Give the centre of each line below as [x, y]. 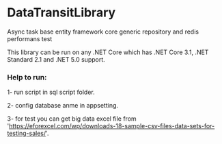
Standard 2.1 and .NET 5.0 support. [56, 59]
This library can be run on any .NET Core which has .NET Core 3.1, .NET [108, 52]
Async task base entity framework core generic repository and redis [103, 32]
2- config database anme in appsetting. [63, 106]
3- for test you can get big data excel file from [72, 119]
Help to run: [27, 77]
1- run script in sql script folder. [51, 92]
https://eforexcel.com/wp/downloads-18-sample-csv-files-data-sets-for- [112, 126]
